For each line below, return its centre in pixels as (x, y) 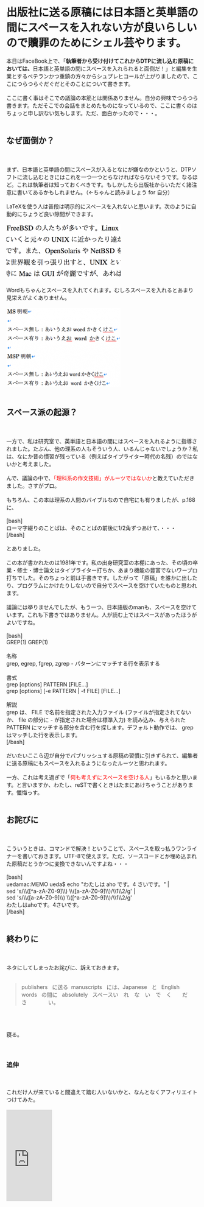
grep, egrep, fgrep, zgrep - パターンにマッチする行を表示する (83, 663)
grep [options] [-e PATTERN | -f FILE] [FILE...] (63, 691)
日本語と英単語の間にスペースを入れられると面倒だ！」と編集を (112, 68)
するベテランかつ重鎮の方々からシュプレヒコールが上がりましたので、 (105, 76)
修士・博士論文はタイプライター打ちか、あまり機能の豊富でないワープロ (107, 570)
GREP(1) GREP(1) (27, 642)
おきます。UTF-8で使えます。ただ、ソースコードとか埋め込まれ (118, 856)
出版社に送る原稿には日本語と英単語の (103, 12)
